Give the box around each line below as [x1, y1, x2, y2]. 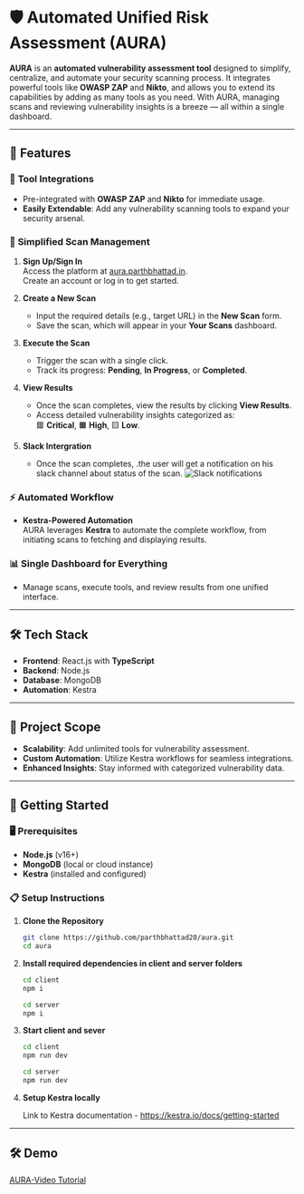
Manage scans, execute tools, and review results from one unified [22, 581, 269, 592]
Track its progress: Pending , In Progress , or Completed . [35, 364, 248, 375]
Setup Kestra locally [22, 1092, 101, 1102]
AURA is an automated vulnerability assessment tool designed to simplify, [9, 63, 291, 73]
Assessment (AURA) [9, 33, 167, 53]
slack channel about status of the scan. [35, 468, 183, 479]
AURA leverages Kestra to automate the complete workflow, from [22, 525, 267, 536]
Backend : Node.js [22, 665, 90, 676]
